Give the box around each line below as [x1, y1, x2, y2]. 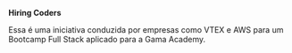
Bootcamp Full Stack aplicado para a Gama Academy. [8, 34, 206, 44]
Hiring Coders [8, 8, 62, 18]
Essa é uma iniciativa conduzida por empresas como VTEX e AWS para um [8, 25, 284, 34]
